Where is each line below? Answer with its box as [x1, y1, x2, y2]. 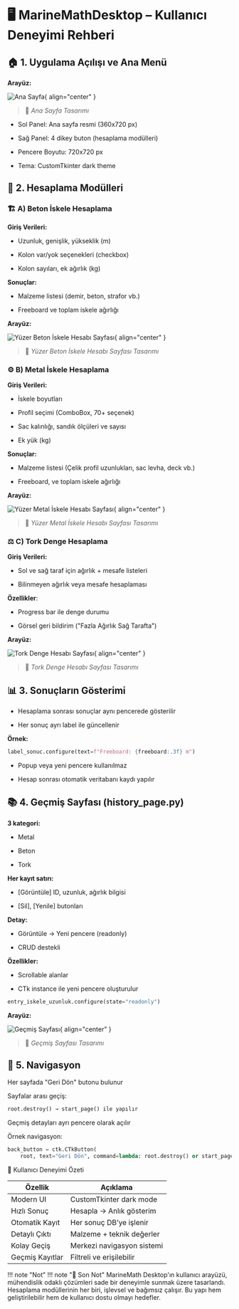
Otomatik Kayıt [11, 1218, 60, 1228]
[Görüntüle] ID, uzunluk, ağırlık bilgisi [17, 888, 126, 896]
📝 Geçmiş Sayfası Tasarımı [24, 1039, 105, 1047]
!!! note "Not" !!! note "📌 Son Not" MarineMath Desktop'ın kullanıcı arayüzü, [7, 1271, 228, 1279]
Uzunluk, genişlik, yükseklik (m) [17, 236, 111, 245]
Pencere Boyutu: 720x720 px [17, 148, 103, 156]
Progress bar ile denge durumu [17, 608, 109, 616]
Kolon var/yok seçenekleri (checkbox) [17, 250, 129, 258]
